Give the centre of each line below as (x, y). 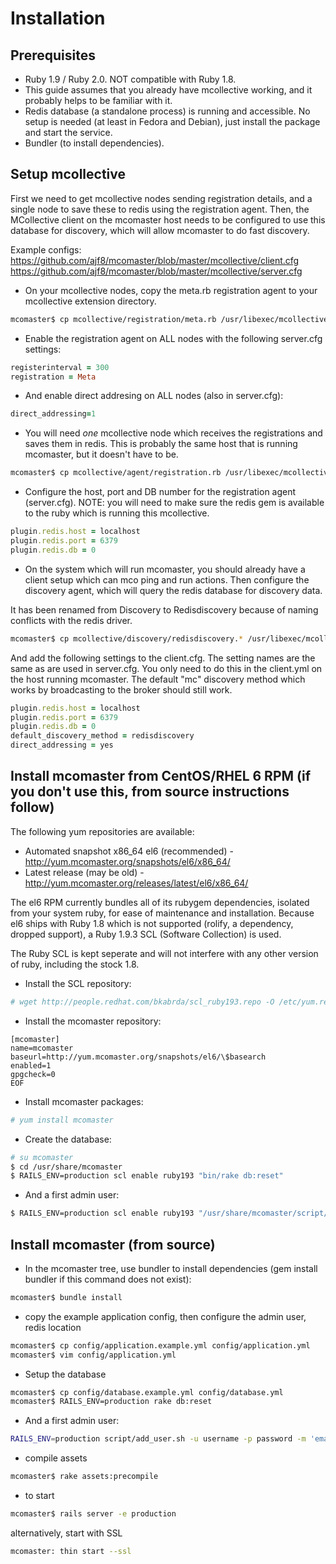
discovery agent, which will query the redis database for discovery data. (173, 590)
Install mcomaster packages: (84, 1101)
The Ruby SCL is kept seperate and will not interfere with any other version (164, 953)
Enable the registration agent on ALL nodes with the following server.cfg (173, 338)
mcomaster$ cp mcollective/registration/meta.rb (113, 319)
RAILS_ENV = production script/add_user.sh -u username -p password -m (158, 1439)
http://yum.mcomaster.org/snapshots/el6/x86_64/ (127, 861)
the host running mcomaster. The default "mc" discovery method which (158, 679)
